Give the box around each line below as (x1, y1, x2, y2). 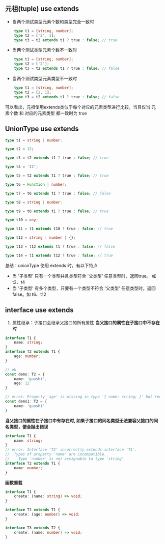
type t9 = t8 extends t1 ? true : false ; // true (5, 208, 109, 214)
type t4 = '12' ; (5, 164, 38, 170)
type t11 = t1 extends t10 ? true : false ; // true (5, 227, 113, 231)
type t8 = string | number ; (5, 200, 63, 205)
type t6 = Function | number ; (5, 182, 67, 187)
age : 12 (14, 381, 29, 386)
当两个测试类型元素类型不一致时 (12, 76, 77, 82)
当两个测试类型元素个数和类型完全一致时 (12, 19, 94, 25)
